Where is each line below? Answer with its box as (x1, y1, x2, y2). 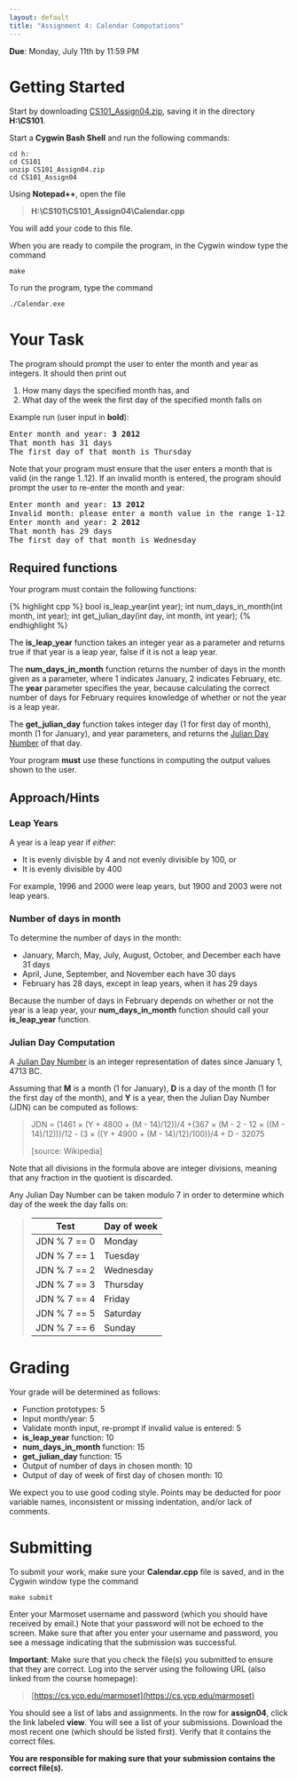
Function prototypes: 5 (21, 1404, 106, 1415)
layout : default (9, 12, 69, 22)
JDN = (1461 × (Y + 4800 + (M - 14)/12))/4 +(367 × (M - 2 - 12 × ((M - (30, 1119, 285, 1130)
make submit (9, 1594, 53, 1602)
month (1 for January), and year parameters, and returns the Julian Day (9, 728, 270, 739)
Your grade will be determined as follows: (9, 1387, 161, 1397)
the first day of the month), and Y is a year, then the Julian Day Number (9, 1093, 270, 1103)
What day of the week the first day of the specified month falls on (21, 394, 262, 405)
